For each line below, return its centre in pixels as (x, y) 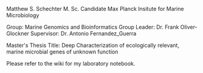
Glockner (18, 33)
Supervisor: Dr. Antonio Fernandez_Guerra (83, 33)
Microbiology (23, 15)
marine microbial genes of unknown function (62, 52)
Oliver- (189, 27)
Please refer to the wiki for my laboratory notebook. (71, 64)
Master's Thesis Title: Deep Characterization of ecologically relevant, (93, 45)
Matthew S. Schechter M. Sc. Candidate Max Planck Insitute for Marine (95, 9)
